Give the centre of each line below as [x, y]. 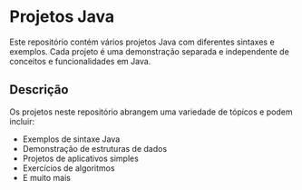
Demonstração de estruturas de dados [95, 148]
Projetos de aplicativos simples [80, 158]
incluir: [22, 121]
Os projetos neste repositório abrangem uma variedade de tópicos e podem [151, 112]
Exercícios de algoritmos [68, 168]
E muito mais [46, 177]
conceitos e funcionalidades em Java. [80, 61]
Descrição [39, 90]
